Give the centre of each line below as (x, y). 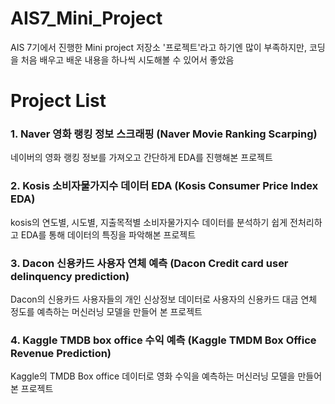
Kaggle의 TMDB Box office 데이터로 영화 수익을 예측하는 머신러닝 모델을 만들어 (166, 376)
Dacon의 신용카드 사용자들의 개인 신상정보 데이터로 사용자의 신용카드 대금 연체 (164, 299)
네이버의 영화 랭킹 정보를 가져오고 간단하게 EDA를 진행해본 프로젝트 (141, 158)
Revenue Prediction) (61, 353)
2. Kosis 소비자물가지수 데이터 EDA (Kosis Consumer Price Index (164, 186)
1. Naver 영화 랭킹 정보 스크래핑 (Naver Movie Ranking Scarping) (164, 134)
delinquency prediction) (70, 276)
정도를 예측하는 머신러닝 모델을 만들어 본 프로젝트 (106, 312)
